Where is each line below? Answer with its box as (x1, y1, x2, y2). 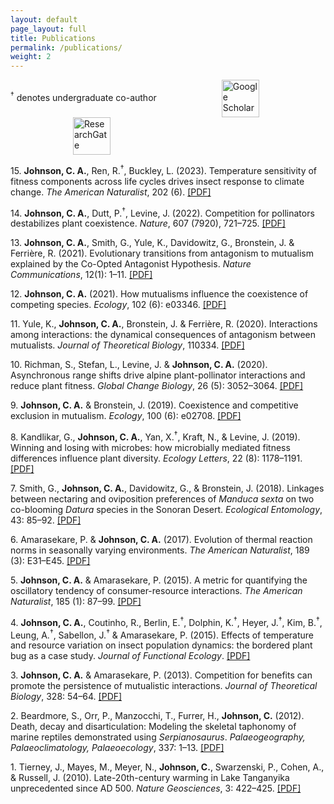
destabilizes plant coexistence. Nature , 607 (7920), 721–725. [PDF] (10, 217, 286, 230)
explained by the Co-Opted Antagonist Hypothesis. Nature (10, 258, 252, 270)
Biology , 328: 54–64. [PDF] (10, 691, 123, 703)
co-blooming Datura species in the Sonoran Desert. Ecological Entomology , (10, 504, 323, 516)
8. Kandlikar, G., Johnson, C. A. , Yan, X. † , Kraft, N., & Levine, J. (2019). (10, 429, 301, 443)
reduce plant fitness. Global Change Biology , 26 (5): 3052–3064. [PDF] (10, 380, 304, 392)
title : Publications (10, 33, 97, 43)
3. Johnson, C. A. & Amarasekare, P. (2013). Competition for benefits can (10, 669, 313, 681)
